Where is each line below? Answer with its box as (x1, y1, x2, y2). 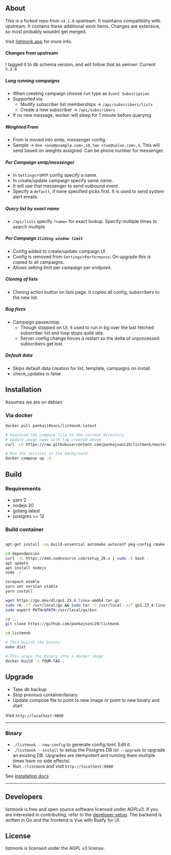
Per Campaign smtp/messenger (5, 159, 75, 165)
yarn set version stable (5, 584, 58, 589)
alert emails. (12, 193, 39, 199)
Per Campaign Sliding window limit (5, 235, 83, 241)
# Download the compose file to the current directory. (5, 432, 126, 438)
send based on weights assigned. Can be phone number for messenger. (12, 147, 164, 154)
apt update (5, 561, 28, 566)
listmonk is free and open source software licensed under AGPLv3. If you (5, 806, 159, 812)
